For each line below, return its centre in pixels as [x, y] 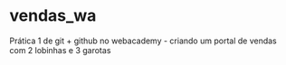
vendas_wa [53, 16]
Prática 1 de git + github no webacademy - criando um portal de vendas [143, 41]
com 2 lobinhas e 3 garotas [60, 50]
